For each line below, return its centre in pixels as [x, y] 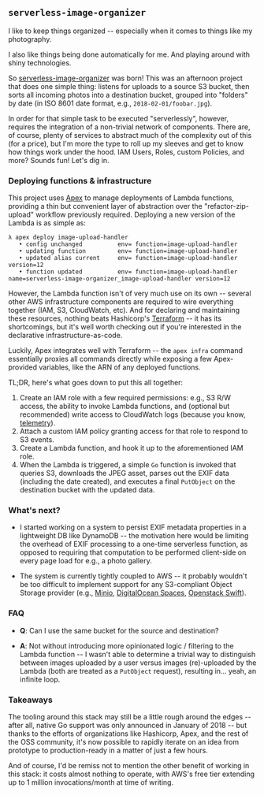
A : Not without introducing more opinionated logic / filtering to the [126, 645]
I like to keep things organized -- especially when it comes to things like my [130, 31]
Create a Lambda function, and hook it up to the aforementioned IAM [131, 448]
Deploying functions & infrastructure [80, 180]
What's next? [34, 511]
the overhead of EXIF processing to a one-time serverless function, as [134, 544]
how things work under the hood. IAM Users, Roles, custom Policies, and [126, 152]
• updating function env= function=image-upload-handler [128, 251]
